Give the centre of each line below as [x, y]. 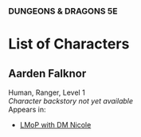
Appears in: [27, 109]
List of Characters [69, 44]
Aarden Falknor [47, 73]
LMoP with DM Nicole [55, 124]
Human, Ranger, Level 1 [47, 92]
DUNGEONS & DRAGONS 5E [63, 11]
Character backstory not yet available [71, 100]
